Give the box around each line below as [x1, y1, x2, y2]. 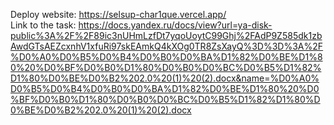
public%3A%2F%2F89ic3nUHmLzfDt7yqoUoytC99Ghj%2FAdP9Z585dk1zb [10, 30, 323, 41]
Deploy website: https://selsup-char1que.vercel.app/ [10, 9, 227, 20]
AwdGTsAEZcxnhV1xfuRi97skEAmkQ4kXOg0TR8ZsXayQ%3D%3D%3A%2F [10, 40, 324, 52]
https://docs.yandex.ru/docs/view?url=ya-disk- [78, 19, 273, 31]
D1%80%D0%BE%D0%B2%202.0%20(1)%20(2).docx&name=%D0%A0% [10, 72, 320, 84]
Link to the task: [10, 19, 77, 31]
